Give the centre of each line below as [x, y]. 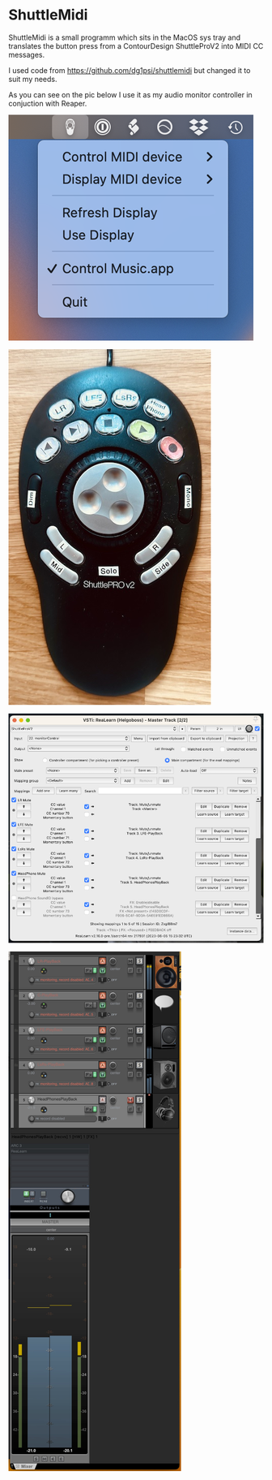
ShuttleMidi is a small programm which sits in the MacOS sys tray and [125, 37]
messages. [27, 54]
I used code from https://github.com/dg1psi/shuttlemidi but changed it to [130, 70]
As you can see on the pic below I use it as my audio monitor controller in [130, 94]
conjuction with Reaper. [48, 103]
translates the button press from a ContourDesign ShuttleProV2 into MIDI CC [136, 45]
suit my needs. [33, 79]
